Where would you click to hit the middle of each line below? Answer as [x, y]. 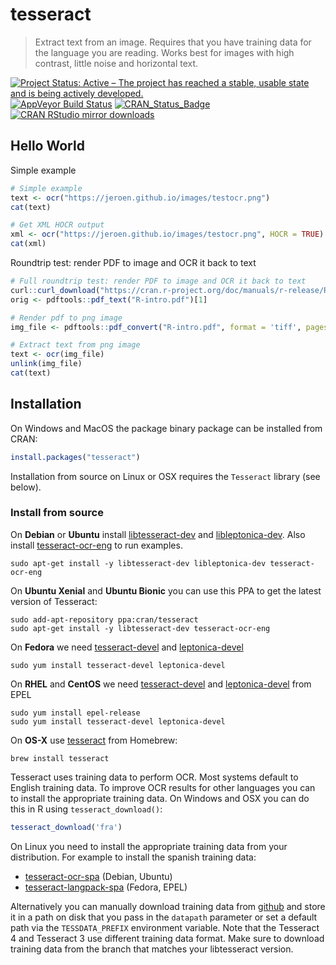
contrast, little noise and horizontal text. [116, 63]
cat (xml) [28, 244]
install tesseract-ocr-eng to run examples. [96, 545]
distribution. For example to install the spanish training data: [133, 857]
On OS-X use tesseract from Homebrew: [94, 740]
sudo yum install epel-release [75, 713]
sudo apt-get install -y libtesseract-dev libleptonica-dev [138, 563]
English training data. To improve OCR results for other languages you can [163, 787]
